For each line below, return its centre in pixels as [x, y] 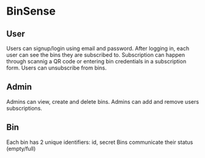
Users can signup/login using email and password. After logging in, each [98, 48]
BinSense [31, 11]
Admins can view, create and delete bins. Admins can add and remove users [103, 101]
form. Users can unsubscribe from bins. [57, 68]
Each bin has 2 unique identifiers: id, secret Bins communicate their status [100, 142]
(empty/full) [21, 148]
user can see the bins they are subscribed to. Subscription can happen [96, 55]
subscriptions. [24, 108]
